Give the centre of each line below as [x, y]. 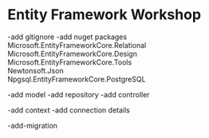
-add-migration [32, 125]
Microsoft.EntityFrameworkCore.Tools [70, 62]
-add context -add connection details [69, 110]
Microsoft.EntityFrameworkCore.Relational [77, 45]
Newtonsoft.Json [36, 70]
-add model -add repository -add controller [79, 94]
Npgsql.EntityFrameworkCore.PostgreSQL [77, 79]
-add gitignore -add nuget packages [67, 37]
